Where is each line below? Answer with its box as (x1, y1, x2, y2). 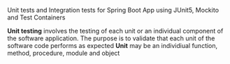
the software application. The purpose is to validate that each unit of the (7, 34, 215, 42)
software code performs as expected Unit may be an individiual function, (7, 42, 218, 49)
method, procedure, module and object (7, 49, 120, 57)
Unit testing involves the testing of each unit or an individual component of (7, 27, 224, 35)
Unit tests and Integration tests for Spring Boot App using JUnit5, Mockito (7, 6, 219, 14)
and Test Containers (7, 13, 66, 22)
